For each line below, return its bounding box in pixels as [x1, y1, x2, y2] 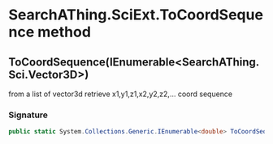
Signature [8, 109, 49, 121]
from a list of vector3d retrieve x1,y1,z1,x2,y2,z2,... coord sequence [8, 89, 233, 99]
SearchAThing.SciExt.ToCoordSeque [8, 6, 264, 24]
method [37, 23, 92, 41]
